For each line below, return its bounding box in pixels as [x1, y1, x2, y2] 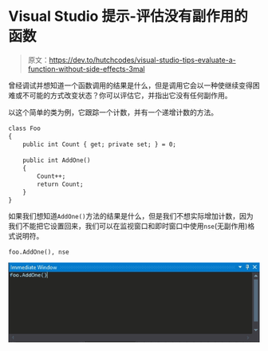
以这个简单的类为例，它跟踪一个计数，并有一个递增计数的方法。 [8, 107, 218, 116]
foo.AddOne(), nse [8, 248, 69, 256]
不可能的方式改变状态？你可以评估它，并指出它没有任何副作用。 [22, 90, 232, 100]
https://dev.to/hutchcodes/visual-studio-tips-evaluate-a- [49, 55, 237, 65]
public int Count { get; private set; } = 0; [22, 140, 177, 148]
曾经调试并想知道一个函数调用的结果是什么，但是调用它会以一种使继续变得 [8, 81, 253, 90]
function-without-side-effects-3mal [27, 64, 145, 73]
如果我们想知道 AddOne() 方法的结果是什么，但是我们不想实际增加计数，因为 [8, 211, 254, 220]
